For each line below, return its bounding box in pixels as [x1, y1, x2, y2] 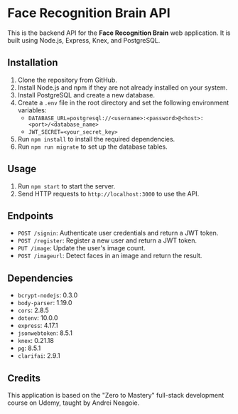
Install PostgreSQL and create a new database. [17, 90, 155, 99]
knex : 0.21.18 [17, 336, 55, 345]
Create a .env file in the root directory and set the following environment [17, 98, 229, 107]
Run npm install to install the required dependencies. [17, 134, 175, 143]
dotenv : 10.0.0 [17, 314, 58, 322]
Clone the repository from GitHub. [17, 75, 117, 84]
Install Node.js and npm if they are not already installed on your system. [17, 83, 228, 92]
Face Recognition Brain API [7, 5, 171, 21]
